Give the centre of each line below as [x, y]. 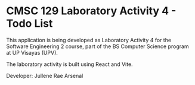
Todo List [30, 23]
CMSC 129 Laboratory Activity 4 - [91, 11]
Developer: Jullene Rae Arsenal [45, 75]
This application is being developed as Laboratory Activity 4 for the [89, 40]
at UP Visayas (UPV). [32, 52]
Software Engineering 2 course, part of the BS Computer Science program [97, 46]
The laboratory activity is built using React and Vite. [69, 64]
